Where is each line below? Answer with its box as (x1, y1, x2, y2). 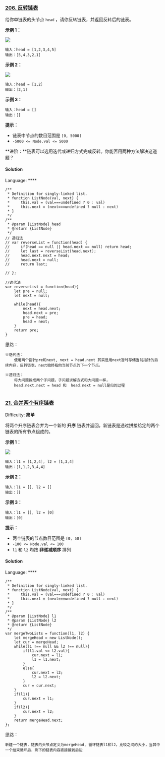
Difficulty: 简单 (5, 412, 35, 418)
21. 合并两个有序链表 (5, 399, 55, 406)
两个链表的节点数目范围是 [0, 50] (12, 535, 82, 541)
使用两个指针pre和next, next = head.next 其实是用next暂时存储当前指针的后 (14, 357, 159, 363)
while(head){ (14, 302, 41, 307)
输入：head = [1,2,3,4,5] (5, 47, 56, 53)
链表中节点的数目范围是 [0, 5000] (12, 132, 82, 138)
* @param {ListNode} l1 (7, 614, 56, 619)
